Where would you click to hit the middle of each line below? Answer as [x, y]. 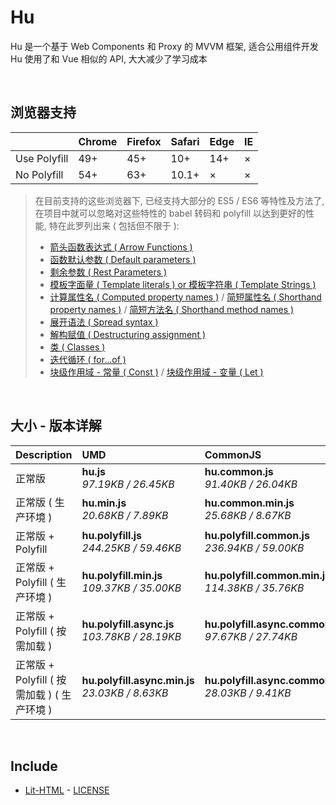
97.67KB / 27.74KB [251, 636]
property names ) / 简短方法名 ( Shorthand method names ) [172, 309]
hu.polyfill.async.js [128, 624]
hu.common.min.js [249, 503]
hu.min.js [104, 503]
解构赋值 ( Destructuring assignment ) [128, 334]
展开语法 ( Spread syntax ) [104, 322]
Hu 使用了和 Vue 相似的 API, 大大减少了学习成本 [109, 58]
